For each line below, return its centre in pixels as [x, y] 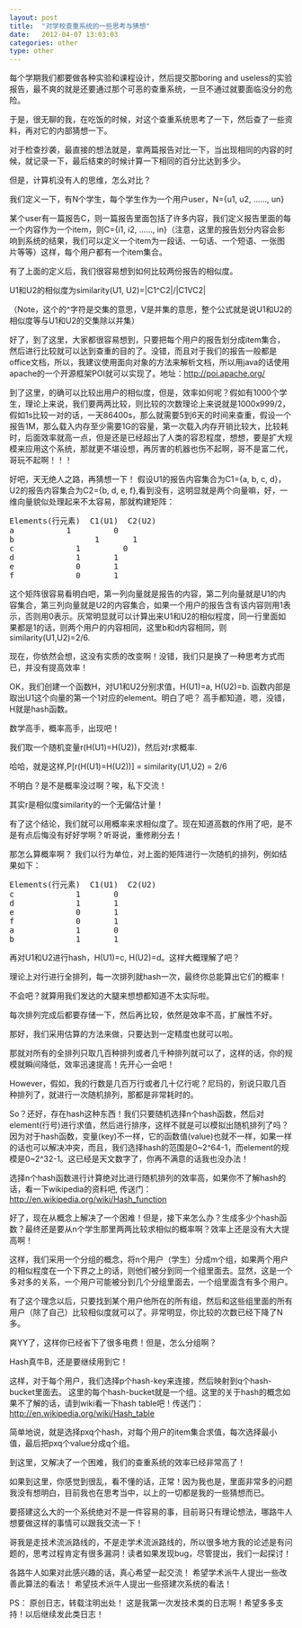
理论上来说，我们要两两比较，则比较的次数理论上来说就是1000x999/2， [157, 404]
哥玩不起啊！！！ [41, 461]
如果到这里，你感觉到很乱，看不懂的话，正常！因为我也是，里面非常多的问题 [151, 1481]
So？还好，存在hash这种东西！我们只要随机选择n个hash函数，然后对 [137, 1114]
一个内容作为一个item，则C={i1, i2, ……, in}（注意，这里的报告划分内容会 [143, 229]
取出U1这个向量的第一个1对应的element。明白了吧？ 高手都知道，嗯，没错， [150, 698]
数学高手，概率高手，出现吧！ [64, 729]
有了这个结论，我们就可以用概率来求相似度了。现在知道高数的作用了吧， [143, 824]
